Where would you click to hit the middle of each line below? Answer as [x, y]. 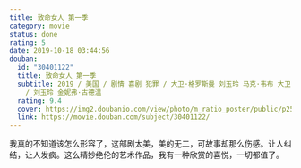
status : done [34, 34]
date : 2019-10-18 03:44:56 [60, 51]
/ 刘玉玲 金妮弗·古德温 [64, 92]
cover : [30, 109]
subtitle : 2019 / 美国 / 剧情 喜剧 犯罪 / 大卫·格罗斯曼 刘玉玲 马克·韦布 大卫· [156, 84]
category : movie [39, 26]
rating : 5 [28, 42]
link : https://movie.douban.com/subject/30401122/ [114, 117]
